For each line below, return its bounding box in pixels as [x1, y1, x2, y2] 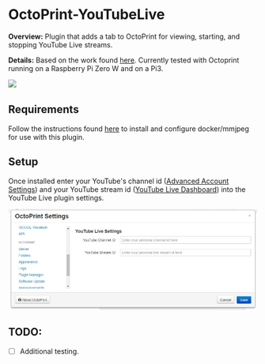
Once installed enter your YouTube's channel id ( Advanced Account [8, 176, 229, 186]
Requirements [8, 103, 79, 116]
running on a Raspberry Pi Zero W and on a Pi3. [8, 63, 164, 73]
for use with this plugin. [8, 132, 85, 141]
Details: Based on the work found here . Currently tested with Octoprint [8, 55, 240, 65]
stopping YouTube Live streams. [8, 39, 113, 49]
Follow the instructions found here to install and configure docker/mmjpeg [8, 124, 249, 133]
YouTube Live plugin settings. [8, 193, 104, 202]
